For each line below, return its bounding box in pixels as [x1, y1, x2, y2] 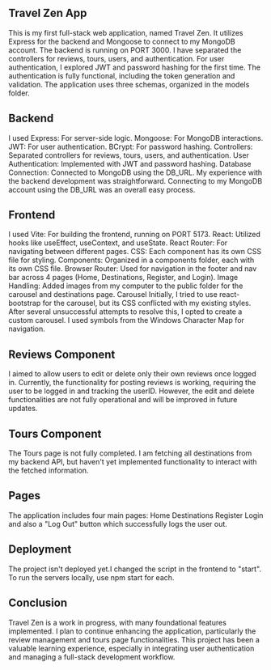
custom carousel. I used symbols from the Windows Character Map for [8, 316, 245, 325]
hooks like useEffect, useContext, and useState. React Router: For [8, 238, 228, 248]
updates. [8, 404, 38, 413]
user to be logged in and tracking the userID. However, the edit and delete [8, 386, 255, 396]
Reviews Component [8, 347, 116, 361]
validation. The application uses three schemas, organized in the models [8, 79, 250, 89]
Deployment [8, 542, 72, 557]
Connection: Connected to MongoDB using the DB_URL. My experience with [8, 167, 263, 177]
